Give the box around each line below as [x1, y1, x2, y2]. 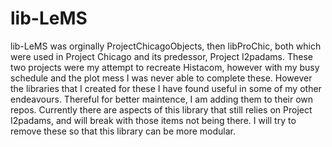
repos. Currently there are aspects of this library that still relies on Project [10, 103, 313, 116]
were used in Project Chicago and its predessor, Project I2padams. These [10, 50, 313, 62]
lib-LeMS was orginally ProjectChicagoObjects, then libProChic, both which [10, 40, 322, 52]
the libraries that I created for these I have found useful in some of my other [10, 82, 322, 94]
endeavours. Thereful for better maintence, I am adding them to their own [10, 93, 314, 105]
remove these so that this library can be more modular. [10, 125, 236, 137]
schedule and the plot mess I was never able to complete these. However [10, 72, 313, 84]
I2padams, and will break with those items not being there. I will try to [10, 114, 297, 126]
